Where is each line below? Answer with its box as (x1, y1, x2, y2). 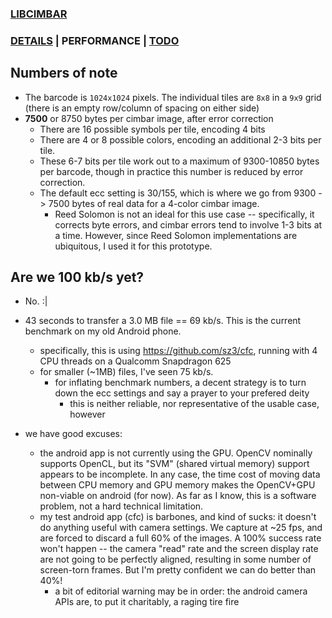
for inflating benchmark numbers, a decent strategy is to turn (54, 377, 307, 389)
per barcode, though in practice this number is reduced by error (39, 165, 304, 177)
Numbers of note (10, 65, 118, 82)
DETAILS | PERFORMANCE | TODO (10, 33, 180, 47)
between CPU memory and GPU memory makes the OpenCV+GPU (39, 479, 316, 491)
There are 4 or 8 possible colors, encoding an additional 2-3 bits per (39, 133, 322, 146)
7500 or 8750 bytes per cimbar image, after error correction (24, 112, 274, 124)
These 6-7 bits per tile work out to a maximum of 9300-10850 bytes (39, 155, 320, 167)
